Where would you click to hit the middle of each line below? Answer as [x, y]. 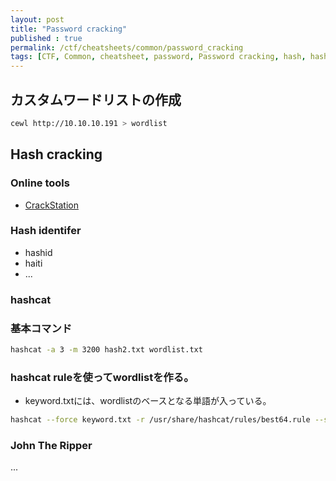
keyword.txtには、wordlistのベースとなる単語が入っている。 [148, 401]
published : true [46, 38]
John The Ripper [51, 445]
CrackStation [51, 205]
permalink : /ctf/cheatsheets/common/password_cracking [127, 47]
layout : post [37, 19]
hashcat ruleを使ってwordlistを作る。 [102, 377]
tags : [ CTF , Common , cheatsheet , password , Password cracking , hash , [158, 57]
